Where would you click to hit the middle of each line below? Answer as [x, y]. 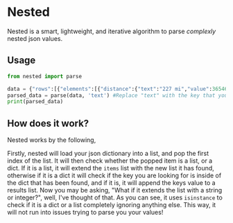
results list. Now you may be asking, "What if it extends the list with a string [115, 190]
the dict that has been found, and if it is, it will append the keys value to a [112, 183]
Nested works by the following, [52, 140]
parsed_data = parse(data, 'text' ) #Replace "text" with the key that [111, 95]
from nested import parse [44, 76]
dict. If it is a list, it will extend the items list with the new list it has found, [111, 168]
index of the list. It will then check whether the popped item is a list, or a [110, 161]
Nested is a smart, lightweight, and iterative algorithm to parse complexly [112, 31]
